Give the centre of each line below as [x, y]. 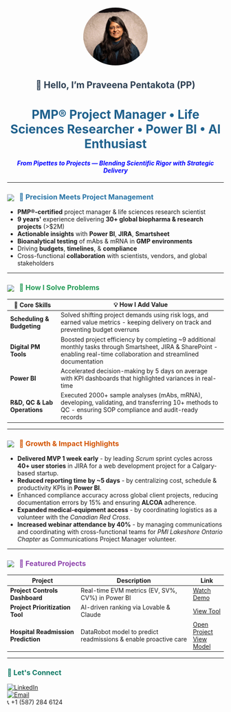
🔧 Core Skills [32, 305]
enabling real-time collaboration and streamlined [130, 354]
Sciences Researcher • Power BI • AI [115, 129]
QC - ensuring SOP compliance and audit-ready [129, 410]
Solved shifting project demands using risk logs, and [134, 315]
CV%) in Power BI [106, 598]
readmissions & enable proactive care [134, 639]
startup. [48, 473]
